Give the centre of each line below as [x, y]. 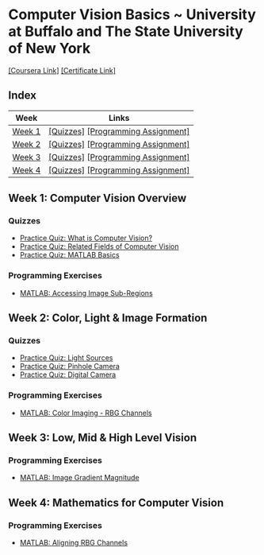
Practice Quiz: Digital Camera [68, 375]
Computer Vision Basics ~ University [132, 15]
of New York [50, 49]
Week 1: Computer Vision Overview [98, 198]
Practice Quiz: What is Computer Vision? [86, 238]
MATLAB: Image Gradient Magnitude [80, 478]
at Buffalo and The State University [126, 31]
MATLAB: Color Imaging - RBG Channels [86, 413]
